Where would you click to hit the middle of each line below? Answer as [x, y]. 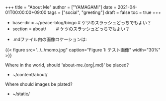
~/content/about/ [30, 75]
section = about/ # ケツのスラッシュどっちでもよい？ [71, 29]
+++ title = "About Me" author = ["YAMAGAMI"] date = [61, 7]
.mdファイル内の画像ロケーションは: [49, 39]
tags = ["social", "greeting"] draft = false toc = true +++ [104, 12]
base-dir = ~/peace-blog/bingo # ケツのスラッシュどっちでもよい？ [82, 23]
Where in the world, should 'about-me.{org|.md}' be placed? [67, 65]
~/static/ [21, 94]
